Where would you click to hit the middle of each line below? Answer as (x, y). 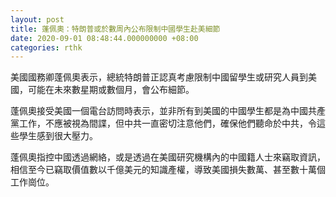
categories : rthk (46, 47)
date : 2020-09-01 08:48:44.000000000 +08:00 (104, 38)
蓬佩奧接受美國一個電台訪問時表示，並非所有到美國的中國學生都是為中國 (159, 111)
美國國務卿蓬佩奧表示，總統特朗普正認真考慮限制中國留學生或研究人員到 (159, 77)
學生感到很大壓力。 (58, 136)
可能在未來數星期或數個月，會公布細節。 (111, 90)
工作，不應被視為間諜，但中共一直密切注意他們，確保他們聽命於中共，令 (167, 123)
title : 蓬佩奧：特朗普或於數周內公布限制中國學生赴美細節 (115, 29)
